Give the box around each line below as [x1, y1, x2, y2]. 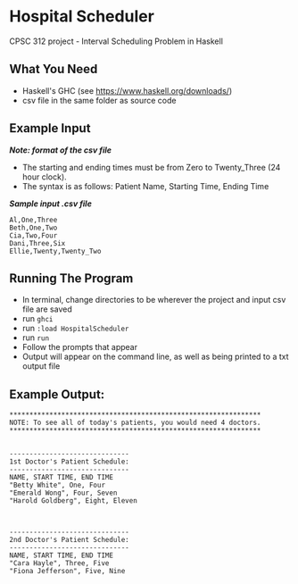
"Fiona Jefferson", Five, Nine [9, 567, 126, 576]
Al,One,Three [9, 215, 58, 224]
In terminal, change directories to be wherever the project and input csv [21, 295, 286, 305]
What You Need [9, 62, 98, 77]
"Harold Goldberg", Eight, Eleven [9, 496, 138, 505]
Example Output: [9, 387, 105, 402]
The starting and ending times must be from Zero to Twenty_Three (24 [21, 162, 281, 172]
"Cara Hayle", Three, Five [9, 559, 110, 568]
